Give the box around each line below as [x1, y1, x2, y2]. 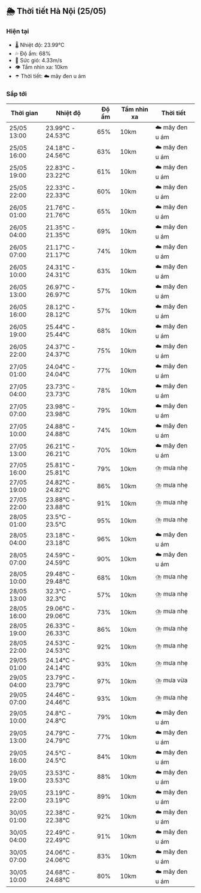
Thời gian [11, 109, 39, 117]
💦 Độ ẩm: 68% [14, 50, 51, 57]
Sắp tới [6, 89, 27, 98]
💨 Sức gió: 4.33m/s [14, 56, 63, 64]
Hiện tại [6, 27, 29, 35]
